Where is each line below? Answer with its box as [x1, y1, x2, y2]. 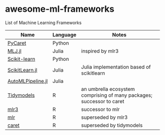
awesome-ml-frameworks [5, 3, 114, 15]
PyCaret [7, 39, 27, 46]
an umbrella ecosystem [81, 85, 135, 92]
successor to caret [81, 98, 124, 105]
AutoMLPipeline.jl [7, 78, 48, 84]
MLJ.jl [7, 48, 22, 54]
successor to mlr [81, 106, 120, 112]
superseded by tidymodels [81, 122, 143, 129]
